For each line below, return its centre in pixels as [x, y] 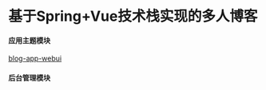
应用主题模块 [29, 40]
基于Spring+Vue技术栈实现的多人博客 [133, 16]
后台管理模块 [29, 77]
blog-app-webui [35, 59]
